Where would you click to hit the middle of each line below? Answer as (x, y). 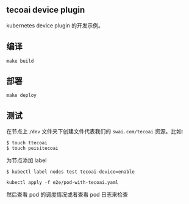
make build (20, 61)
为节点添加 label (27, 160)
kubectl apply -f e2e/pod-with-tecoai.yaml (62, 183)
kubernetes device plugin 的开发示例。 (55, 25)
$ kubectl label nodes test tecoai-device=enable (71, 172)
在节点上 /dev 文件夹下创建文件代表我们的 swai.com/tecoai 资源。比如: (95, 132)
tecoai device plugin (46, 10)
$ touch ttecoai (27, 143)
